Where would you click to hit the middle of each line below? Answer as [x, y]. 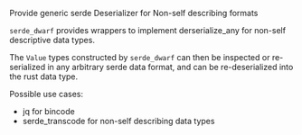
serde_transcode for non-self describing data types [118, 121]
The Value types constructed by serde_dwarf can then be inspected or [140, 57]
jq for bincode [48, 111]
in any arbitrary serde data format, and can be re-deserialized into [170, 67]
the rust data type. [44, 76]
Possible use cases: [47, 94]
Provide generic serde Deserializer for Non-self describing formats [134, 13]
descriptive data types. [52, 40]
